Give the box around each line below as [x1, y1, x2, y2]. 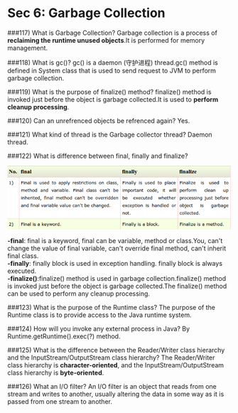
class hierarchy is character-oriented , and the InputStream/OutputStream [7, 360, 225, 369]
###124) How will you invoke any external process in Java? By [7, 324, 190, 333]
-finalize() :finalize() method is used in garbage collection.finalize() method [7, 274, 227, 282]
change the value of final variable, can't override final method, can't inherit [7, 244, 226, 252]
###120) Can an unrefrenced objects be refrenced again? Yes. [7, 116, 190, 125]
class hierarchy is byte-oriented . [7, 368, 104, 377]
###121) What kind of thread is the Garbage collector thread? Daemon [7, 130, 212, 139]
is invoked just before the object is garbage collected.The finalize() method [7, 281, 227, 290]
